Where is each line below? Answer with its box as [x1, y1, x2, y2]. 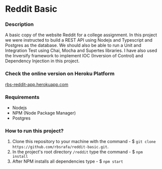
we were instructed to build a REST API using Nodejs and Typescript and [5, 37, 153, 43]
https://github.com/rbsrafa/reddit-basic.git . [12, 144, 109, 150]
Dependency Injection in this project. [5, 58, 80, 64]
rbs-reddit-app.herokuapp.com [5, 81, 68, 87]
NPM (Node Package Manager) [12, 110, 76, 116]
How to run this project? [5, 127, 64, 134]
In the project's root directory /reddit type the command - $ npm [12, 149, 143, 155]
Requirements [5, 94, 40, 100]
